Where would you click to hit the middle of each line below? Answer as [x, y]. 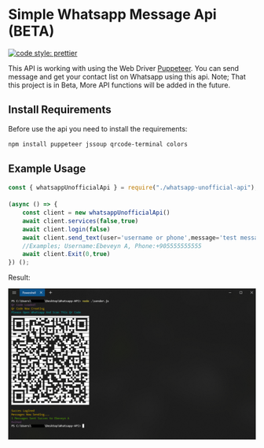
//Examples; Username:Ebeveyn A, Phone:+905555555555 [112, 246]
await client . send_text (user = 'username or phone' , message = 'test [130, 238]
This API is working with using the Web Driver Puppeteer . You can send [124, 68]
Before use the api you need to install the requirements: [98, 128]
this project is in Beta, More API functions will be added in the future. [119, 85]
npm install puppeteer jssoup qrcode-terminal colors [98, 144]
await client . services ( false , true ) [81, 221]
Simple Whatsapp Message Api [113, 15]
